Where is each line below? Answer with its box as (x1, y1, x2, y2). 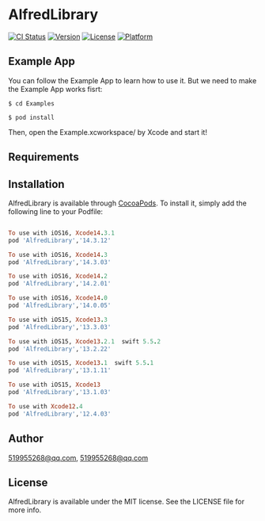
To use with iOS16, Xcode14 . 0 (8, 294, 108, 302)
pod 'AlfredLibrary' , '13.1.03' (8, 389, 112, 396)
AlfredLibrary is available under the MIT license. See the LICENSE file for (8, 497, 245, 507)
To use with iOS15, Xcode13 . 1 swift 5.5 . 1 (8, 359, 154, 367)
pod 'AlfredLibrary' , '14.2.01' (8, 280, 112, 288)
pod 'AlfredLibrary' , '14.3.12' (8, 236, 112, 244)
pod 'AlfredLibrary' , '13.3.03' (8, 323, 112, 331)
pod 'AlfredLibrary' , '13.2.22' (8, 345, 112, 353)
